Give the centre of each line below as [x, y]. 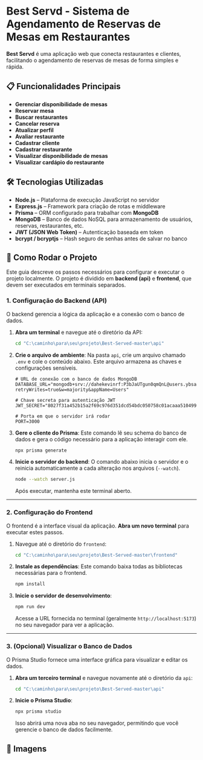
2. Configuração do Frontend [50, 512]
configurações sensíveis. [46, 368]
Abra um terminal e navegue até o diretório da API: [79, 332]
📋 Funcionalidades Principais [63, 87]
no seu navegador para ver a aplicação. [64, 625]
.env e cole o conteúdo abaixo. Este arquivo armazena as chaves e [98, 361]
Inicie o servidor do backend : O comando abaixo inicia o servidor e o [101, 462]
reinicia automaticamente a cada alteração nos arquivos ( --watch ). [98, 468]
